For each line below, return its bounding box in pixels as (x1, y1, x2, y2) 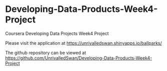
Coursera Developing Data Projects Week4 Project (5, 30, 109, 36)
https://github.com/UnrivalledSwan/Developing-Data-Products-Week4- (5, 55, 152, 61)
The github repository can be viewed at (5, 50, 86, 56)
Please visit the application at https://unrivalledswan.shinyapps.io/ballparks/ (5, 40, 162, 46)
